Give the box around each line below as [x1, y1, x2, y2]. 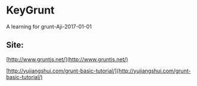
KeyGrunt [6, 4, 55, 17]
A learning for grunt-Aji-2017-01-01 [6, 23, 92, 30]
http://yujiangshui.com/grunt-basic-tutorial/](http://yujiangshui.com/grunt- [8, 67, 191, 74]
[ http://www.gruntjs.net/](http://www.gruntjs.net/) [6, 55, 129, 62]
